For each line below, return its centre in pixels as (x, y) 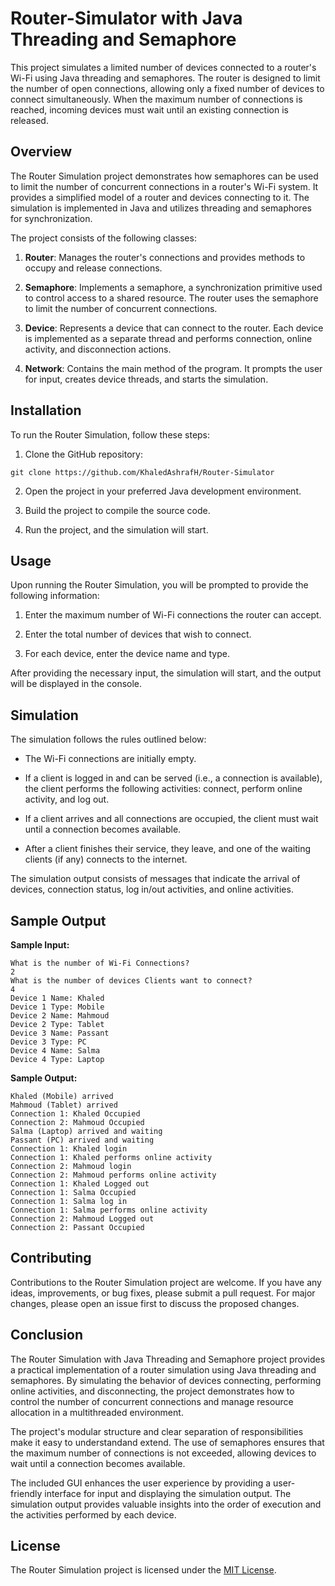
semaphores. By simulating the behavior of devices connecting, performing (166, 1380)
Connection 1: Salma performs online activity (109, 1210)
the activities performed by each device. (93, 1514)
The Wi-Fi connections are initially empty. (110, 759)
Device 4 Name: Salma (55, 1051)
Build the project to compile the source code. (117, 510)
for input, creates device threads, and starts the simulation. (146, 379)
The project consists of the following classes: (103, 238)
